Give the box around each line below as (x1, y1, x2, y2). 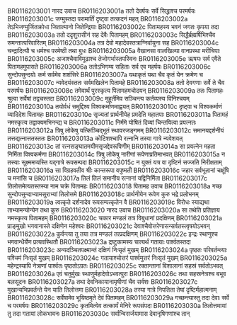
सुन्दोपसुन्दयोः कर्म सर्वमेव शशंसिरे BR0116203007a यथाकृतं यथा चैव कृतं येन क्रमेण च (7, 71, 204, 79)
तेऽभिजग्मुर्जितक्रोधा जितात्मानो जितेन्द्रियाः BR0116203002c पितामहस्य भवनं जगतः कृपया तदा (7, 23, 219, 31)
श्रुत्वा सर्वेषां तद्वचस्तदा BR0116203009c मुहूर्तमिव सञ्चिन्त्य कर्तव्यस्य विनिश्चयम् (7, 94, 190, 103)
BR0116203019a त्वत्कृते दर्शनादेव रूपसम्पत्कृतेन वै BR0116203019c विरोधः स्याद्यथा (7, 198, 210, 206)
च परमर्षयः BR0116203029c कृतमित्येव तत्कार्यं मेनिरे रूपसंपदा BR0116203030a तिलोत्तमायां (7, 302, 227, 309)
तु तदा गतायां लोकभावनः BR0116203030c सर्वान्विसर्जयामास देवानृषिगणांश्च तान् (7, 309, 190, 318)
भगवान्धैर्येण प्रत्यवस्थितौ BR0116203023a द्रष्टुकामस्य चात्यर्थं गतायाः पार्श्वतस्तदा (7, 238, 191, 246)
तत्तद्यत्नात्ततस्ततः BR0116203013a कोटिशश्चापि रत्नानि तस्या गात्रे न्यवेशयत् (7, 135, 183, 142)
